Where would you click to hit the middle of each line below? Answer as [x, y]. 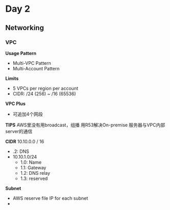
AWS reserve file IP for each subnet [50, 198]
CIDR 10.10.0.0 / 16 [25, 141]
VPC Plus [15, 103]
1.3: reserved [34, 178]
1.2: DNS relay [35, 173]
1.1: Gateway [33, 167]
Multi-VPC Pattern [32, 63]
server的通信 [19, 131]
